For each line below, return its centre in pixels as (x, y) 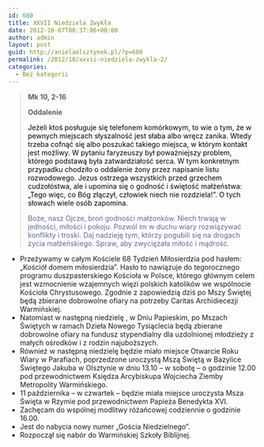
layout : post (30, 45)
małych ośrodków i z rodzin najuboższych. (89, 342)
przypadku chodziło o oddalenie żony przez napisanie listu (123, 169)
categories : (28, 67)
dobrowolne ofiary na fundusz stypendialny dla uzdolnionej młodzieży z (137, 334)
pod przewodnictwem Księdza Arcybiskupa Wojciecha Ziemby (121, 376)
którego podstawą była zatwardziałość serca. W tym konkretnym (133, 161)
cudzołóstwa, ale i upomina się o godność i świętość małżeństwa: (135, 186)
